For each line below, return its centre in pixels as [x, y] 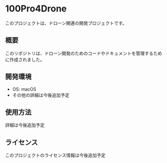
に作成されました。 [25, 59]
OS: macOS [24, 89]
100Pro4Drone [36, 9]
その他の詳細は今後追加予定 [41, 95]
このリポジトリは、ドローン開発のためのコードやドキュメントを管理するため [84, 53]
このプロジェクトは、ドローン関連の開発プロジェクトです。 [66, 23]
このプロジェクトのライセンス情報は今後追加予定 [55, 156]
